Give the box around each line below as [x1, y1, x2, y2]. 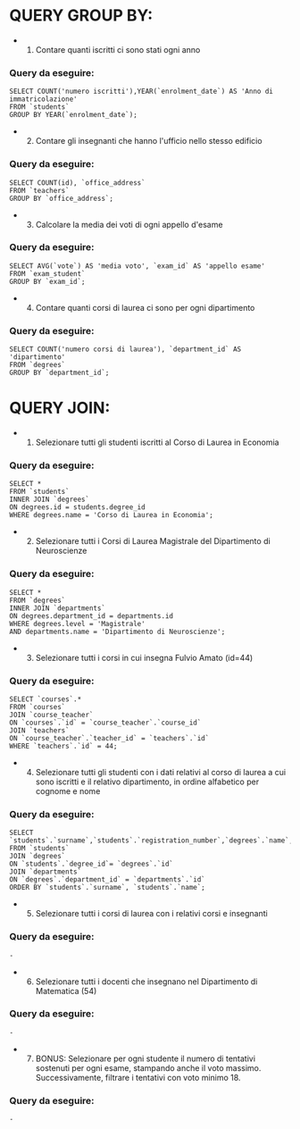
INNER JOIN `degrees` [9, 495, 90, 505]
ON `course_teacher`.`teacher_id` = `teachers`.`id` [9, 733, 210, 742]
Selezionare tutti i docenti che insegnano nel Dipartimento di [35, 975, 258, 987]
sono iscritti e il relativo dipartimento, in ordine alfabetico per [35, 776, 260, 787]
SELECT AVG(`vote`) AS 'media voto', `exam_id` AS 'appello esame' [9, 261, 266, 271]
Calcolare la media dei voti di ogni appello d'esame [35, 219, 223, 230]
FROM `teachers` [9, 186, 70, 195]
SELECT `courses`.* [9, 694, 82, 704]
